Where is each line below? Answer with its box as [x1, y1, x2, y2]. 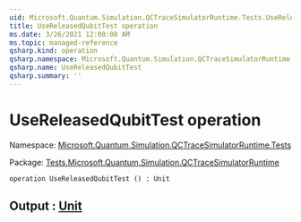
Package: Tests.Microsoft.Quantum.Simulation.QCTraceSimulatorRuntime [9, 157, 279, 167]
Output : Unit [9, 199, 82, 214]
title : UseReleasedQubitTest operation [9, 21, 159, 30]
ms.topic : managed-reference [9, 38, 118, 47]
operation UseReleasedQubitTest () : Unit [9, 174, 170, 184]
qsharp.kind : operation [9, 47, 99, 55]
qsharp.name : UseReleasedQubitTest [9, 64, 142, 73]
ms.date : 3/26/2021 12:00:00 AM [9, 30, 130, 38]
